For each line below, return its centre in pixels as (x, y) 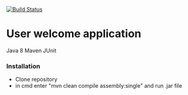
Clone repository (36, 79)
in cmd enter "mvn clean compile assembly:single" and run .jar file (99, 86)
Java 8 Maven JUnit (31, 50)
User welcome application (74, 34)
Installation (23, 66)
